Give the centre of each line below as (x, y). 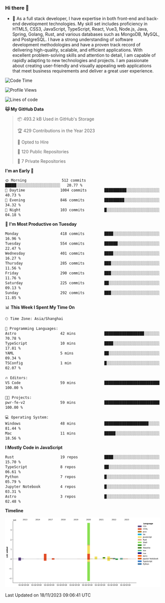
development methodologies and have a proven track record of (76, 45)
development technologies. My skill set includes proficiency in (84, 24)
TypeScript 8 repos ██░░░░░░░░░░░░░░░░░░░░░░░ (82, 467)
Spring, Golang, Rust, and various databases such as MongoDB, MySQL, (86, 35)
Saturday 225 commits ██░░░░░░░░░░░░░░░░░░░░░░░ (82, 283)
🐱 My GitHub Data (25, 109)
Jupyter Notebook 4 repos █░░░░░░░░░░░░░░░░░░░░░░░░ (82, 487)
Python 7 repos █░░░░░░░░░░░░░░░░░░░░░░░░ (82, 477)
